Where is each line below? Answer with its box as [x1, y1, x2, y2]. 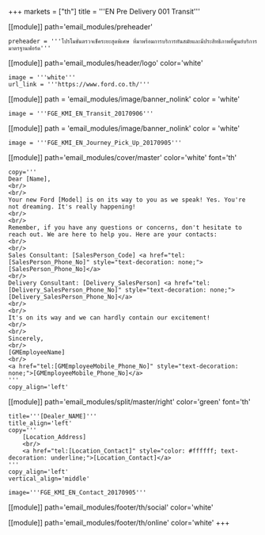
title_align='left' [8, 419, 73, 427]
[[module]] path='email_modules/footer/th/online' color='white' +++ [8, 518, 230, 527]
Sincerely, [8, 334, 44, 342]
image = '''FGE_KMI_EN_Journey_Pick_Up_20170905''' [8, 139, 182, 147]
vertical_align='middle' [8, 475, 90, 483]
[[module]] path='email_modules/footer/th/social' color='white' [8, 503, 214, 512]
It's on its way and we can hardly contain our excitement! [8, 314, 211, 322]
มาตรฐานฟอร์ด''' [8, 44, 51, 52]
